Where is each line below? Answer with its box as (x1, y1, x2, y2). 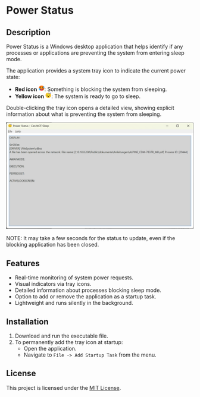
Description (6, 27, 51, 37)
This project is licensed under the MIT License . (6, 384, 121, 391)
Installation (6, 316, 49, 327)
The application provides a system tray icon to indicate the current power (6, 67, 186, 74)
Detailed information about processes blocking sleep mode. (14, 286, 162, 294)
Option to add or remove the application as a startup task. (14, 293, 157, 300)
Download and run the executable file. (14, 332, 108, 339)
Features (6, 258, 40, 268)
